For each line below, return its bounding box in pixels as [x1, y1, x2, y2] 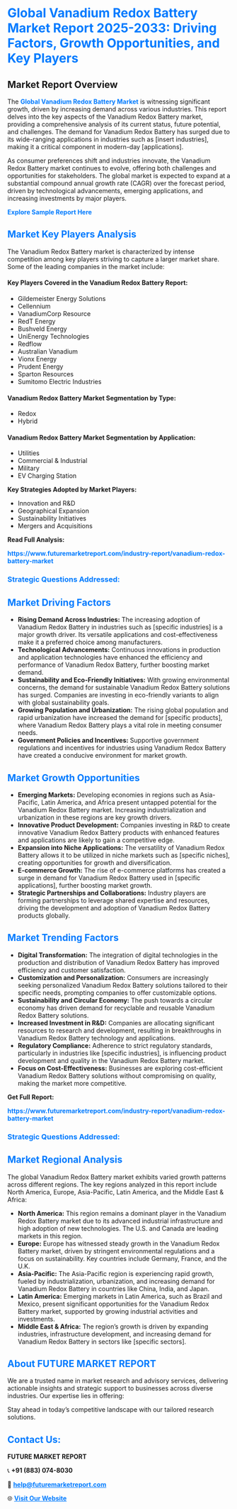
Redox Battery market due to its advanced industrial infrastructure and [17, 1216, 223, 1225]
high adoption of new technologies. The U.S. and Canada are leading [17, 1224, 219, 1233]
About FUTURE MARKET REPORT [7, 1358, 157, 1370]
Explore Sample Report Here [7, 208, 92, 216]
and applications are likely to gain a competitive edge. [17, 836, 175, 844]
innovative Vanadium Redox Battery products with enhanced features [17, 828, 220, 837]
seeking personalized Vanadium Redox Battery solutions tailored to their [17, 981, 228, 989]
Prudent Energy [17, 362, 64, 371]
